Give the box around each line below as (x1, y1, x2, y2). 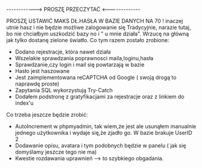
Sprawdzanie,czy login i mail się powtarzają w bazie (14, 61, 145, 68)
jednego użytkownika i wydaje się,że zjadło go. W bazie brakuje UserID (14, 129, 193, 136)
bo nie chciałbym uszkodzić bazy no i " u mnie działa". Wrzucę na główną (6, 30, 189, 37)
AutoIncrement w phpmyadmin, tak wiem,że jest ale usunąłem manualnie (14, 123, 197, 129)
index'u (14, 99, 34, 107)
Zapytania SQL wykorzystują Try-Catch (14, 87, 113, 93)
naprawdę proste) (14, 80, 60, 87)
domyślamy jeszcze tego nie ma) (14, 148, 97, 155)
